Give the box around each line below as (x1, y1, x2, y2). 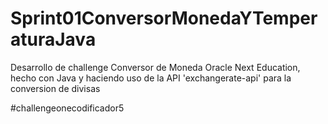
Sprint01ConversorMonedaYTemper (10, 7, 318, 30)
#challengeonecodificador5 (10, 102, 125, 114)
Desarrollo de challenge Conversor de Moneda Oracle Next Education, (10, 61, 301, 73)
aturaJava (10, 28, 97, 51)
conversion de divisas (10, 82, 101, 94)
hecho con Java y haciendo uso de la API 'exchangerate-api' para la (10, 72, 292, 84)
